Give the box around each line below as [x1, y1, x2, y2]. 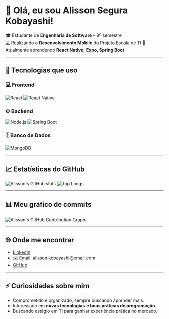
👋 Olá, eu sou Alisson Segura [5, 5, 128, 16]
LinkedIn [12, 249, 31, 255]
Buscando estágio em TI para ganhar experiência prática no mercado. [12, 308, 158, 314]
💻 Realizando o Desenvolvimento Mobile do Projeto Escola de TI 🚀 [5, 40, 146, 46]
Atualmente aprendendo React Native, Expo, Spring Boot [5, 47, 125, 53]
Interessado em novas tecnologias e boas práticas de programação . [12, 303, 157, 309]
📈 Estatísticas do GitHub [5, 165, 85, 173]
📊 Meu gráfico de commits [5, 200, 92, 209]
